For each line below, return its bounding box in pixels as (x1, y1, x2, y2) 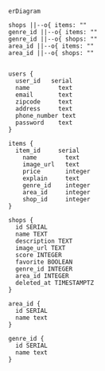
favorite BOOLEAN (15, 258, 73, 266)
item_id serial (15, 146, 80, 154)
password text (15, 119, 73, 127)
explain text (22, 174, 80, 182)
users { (8, 70, 34, 78)
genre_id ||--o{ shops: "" (8, 35, 98, 43)
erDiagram (8, 7, 41, 15)
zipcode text (15, 98, 73, 106)
